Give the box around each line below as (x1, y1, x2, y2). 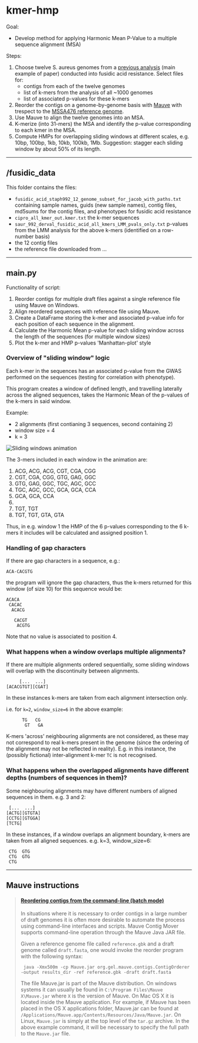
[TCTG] (6, 820, 22, 826)
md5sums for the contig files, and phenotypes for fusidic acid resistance (14, 207, 192, 215)
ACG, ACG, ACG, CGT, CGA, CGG (14, 467, 96, 475)
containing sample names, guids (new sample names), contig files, (14, 202, 177, 209)
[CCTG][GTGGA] (6, 815, 41, 821)
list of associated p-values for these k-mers (23, 95, 130, 102)
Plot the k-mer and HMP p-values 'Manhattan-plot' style (14, 339, 151, 346)
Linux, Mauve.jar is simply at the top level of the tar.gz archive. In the (20, 1018, 190, 1025)
